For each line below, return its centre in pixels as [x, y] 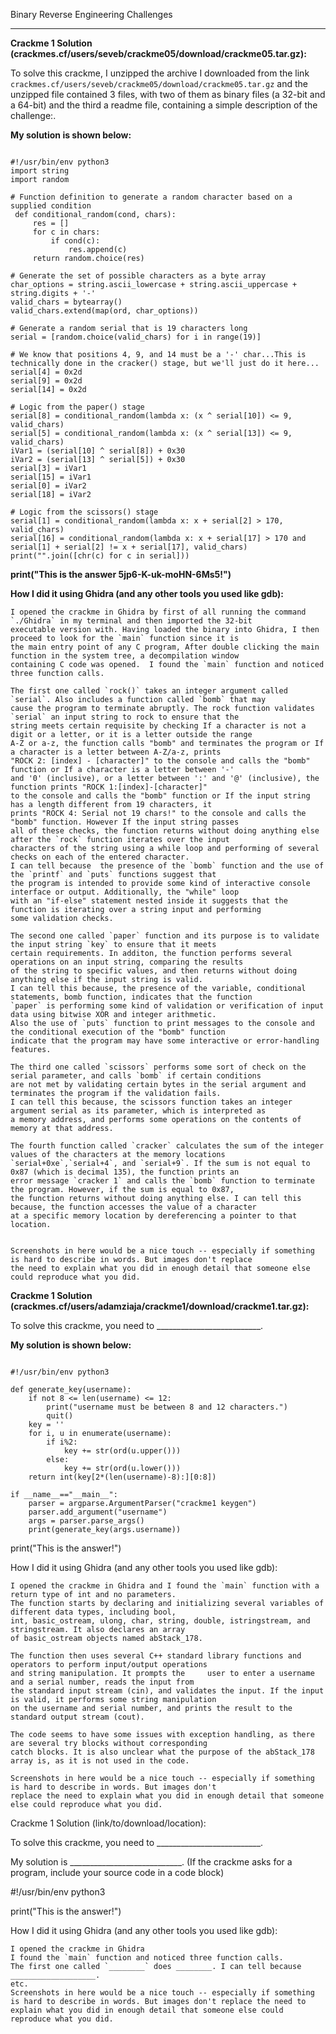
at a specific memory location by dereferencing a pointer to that [154, 1216]
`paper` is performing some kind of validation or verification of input [167, 1006]
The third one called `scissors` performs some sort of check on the [158, 1067]
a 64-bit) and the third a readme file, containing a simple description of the [164, 105]
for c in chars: [66, 232]
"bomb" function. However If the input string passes [125, 822]
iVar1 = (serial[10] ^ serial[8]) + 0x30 [98, 451]
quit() [60, 1416]
